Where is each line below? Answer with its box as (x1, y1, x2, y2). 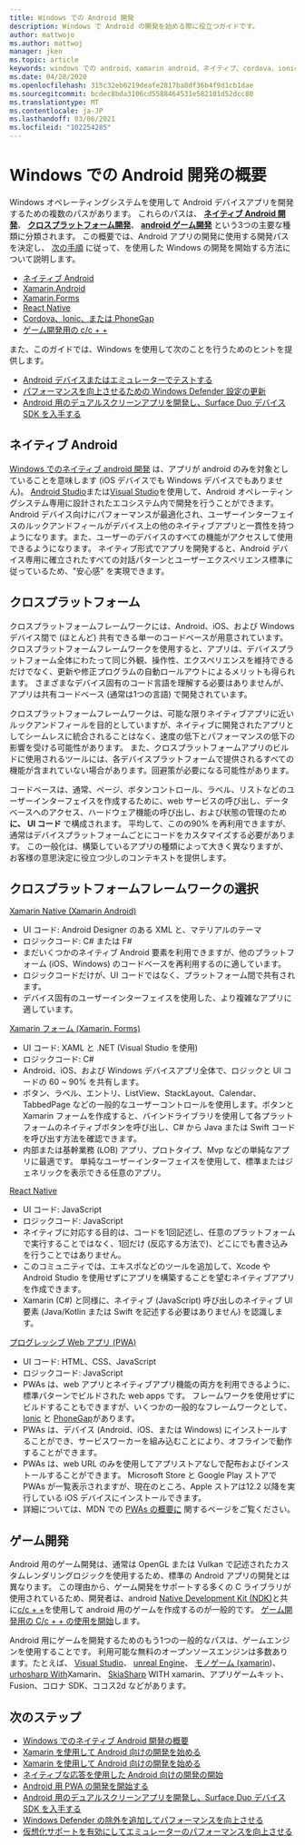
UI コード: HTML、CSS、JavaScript (22, 1357, 157, 1367)
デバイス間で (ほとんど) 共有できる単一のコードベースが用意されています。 (9, 632, 289, 643)
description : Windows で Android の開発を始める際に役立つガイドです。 (9, 22, 260, 31)
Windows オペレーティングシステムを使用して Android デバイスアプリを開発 (9, 196, 294, 207)
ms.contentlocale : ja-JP (9, 106, 103, 115)
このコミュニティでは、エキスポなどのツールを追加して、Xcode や (22, 1261, 271, 1272)
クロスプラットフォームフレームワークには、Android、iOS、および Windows (9, 620, 295, 631)
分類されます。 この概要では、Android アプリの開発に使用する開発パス (25, 231, 290, 242)
